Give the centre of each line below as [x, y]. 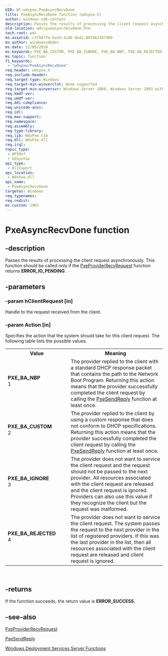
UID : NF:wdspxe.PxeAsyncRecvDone [40, 10]
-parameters [25, 286]
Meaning [115, 353]
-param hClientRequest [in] [39, 301]
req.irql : [15, 145]
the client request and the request [110, 465]
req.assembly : [20, 126]
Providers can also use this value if [111, 497]
